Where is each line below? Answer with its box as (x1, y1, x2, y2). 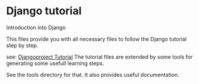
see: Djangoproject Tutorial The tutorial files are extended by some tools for (6, 53, 193, 60)
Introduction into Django (6, 24, 66, 31)
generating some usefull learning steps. (6, 60, 104, 67)
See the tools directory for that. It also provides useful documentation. (6, 71, 180, 78)
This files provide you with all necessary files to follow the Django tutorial (6, 35, 187, 42)
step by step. (6, 42, 39, 49)
